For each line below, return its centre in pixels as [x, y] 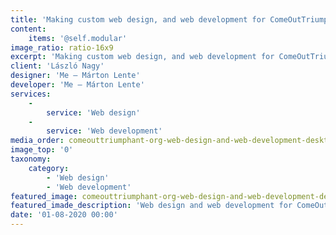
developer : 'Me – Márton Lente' [77, 85]
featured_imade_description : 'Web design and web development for [151, 206]
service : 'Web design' [93, 112]
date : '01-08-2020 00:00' [64, 215]
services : [31, 94]
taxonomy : [31, 159]
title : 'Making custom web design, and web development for [138, 19]
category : [49, 168]
